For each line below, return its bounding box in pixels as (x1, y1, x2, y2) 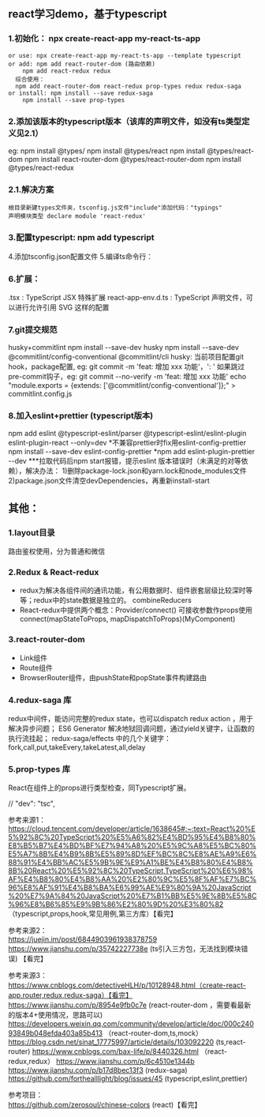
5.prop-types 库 (8, 763, 71, 774)
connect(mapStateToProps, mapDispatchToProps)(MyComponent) (19, 615, 236, 624)
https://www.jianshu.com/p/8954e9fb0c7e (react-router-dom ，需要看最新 (8, 1000, 252, 1010)
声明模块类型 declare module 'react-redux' (8, 212, 146, 220)
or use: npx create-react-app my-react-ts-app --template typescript (8, 51, 242, 59)
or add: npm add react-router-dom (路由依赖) (8, 60, 156, 68)
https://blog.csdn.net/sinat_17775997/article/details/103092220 (8, 1037, 215, 1047)
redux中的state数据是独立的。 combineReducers (33, 596, 192, 605)
